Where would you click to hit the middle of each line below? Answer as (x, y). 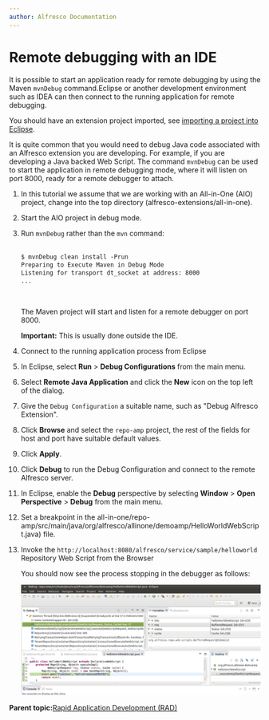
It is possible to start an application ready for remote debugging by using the (135, 79)
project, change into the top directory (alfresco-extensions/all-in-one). (136, 202)
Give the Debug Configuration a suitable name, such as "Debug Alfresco (139, 405)
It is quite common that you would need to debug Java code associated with (134, 144)
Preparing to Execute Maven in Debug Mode (92, 265)
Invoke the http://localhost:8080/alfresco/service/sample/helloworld (139, 549)
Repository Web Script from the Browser (87, 558)
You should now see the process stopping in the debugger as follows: (135, 573)
